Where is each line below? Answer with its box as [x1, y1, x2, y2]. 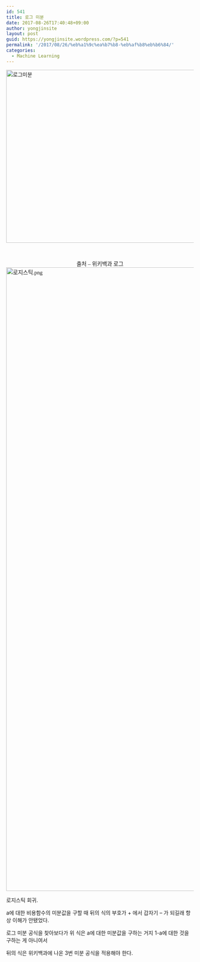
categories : [6, 48, 36, 54]
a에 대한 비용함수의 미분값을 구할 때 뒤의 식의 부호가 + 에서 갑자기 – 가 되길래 [6, 909, 185, 916]
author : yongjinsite [6, 25, 58, 32]
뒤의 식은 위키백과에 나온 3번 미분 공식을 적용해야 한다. [6, 949, 133, 956]
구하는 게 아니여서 [6, 936, 48, 944]
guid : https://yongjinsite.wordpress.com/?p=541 [6, 36, 129, 42]
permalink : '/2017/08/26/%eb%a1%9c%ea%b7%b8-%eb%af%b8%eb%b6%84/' [6, 42, 174, 48]
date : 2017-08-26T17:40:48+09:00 [6, 20, 89, 26]
